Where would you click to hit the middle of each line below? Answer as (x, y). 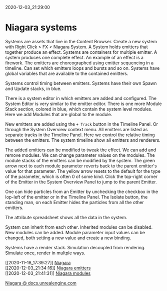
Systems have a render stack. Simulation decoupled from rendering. (75, 247)
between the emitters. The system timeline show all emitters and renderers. (83, 140)
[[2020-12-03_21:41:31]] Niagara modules (48, 273)
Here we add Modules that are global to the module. (59, 114)
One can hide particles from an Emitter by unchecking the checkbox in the (82, 191)
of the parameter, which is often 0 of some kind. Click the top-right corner (81, 176)
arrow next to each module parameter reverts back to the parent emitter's (81, 166)
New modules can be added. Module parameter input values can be (75, 232)
